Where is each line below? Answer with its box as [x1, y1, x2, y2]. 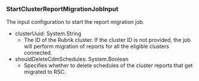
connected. [23, 49, 52, 56]
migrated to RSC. [23, 68, 67, 76]
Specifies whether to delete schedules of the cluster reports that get [23, 62, 193, 69]
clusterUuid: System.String [14, 30, 82, 37]
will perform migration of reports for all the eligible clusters [23, 43, 170, 50]
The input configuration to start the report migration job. [6, 19, 145, 26]
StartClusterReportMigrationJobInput [6, 5, 119, 13]
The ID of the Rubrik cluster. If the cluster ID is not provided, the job [23, 37, 191, 44]
